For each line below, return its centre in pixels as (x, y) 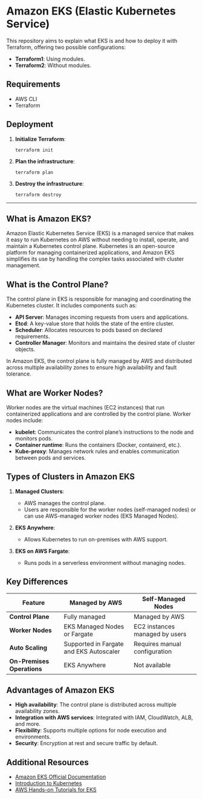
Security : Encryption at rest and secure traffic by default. (86, 743)
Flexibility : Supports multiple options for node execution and (91, 731)
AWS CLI (26, 99)
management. (24, 266)
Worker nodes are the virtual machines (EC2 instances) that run (85, 407)
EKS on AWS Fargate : (42, 551)
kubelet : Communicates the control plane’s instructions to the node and (104, 432)
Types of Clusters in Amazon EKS (71, 477)
